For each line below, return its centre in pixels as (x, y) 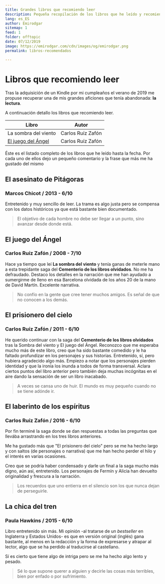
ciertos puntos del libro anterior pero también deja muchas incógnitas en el (81, 371)
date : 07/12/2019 (23, 42)
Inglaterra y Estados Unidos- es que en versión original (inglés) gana (75, 536)
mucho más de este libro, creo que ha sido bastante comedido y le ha (76, 350)
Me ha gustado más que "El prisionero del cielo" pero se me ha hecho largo (82, 446)
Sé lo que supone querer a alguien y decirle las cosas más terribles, (86, 571)
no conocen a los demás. (43, 300)
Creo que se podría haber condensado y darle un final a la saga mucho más (82, 466)
